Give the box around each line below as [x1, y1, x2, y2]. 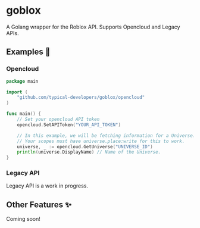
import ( [6, 89, 28, 95]
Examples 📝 [6, 47, 51, 57]
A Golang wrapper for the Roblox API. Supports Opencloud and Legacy [6, 23, 180, 30]
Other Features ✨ [6, 199, 71, 210]
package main [6, 78, 39, 84]
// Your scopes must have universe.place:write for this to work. [17, 138, 185, 144]
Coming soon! [6, 215, 40, 223]
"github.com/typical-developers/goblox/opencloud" [17, 95, 145, 101]
